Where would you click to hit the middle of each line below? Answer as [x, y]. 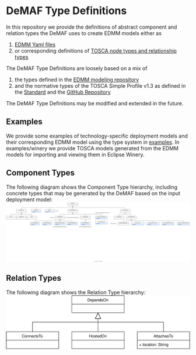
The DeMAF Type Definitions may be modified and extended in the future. [95, 103]
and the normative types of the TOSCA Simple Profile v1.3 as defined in [100, 85]
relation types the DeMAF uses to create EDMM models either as [84, 33]
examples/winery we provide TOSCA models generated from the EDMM [92, 148]
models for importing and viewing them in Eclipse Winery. [75, 154]
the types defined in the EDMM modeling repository [77, 80]
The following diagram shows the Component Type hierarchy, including [92, 187]
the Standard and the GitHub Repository [62, 92]
